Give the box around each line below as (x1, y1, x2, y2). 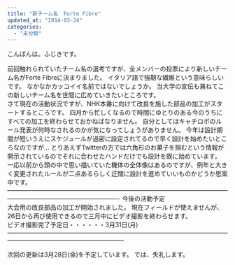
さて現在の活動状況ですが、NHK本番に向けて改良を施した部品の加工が (7, 99, 211, 108)
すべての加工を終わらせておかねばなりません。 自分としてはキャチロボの (7, 117, 216, 126)
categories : (7, 23, 42, 30)
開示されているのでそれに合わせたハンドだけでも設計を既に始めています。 (7, 152, 222, 161)
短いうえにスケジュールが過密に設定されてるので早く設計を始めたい (19, 134, 215, 143)
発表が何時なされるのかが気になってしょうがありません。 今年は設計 (19, 126, 217, 134)
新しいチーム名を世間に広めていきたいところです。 (13, 91, 160, 99)
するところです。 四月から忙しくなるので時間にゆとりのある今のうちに (19, 108, 223, 117)
